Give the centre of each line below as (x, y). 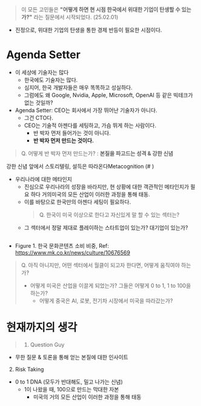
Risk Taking (29, 369)
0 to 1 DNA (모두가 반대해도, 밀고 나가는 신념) (69, 382)
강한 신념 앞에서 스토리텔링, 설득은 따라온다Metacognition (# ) (80, 166)
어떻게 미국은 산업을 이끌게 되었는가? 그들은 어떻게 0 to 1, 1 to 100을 (110, 285)
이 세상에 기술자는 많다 (42, 72)
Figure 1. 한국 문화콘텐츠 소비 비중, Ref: (62, 245)
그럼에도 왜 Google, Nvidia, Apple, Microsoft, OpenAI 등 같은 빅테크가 (108, 95)
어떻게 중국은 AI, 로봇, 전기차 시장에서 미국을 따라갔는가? (106, 301)
